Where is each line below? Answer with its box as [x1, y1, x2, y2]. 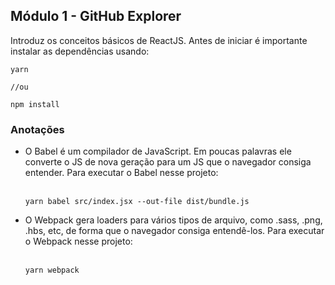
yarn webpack [24, 265, 80, 276]
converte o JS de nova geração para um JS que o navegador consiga [24, 156, 312, 168]
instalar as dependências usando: [10, 45, 150, 57]
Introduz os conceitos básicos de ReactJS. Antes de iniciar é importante [10, 34, 308, 46]
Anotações [10, 122, 65, 136]
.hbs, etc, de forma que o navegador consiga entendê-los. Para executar [24, 225, 325, 237]
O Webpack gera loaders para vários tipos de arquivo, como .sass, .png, [24, 214, 323, 226]
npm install [10, 99, 60, 109]
